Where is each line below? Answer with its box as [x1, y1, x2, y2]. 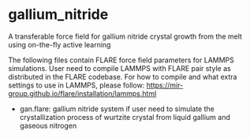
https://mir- [146, 80, 184, 90]
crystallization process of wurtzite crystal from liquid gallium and [19, 112, 230, 121]
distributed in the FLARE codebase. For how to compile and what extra [8, 72, 237, 81]
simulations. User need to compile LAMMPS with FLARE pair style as [8, 63, 231, 73]
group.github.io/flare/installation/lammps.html [8, 88, 157, 98]
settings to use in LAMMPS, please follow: [8, 80, 145, 90]
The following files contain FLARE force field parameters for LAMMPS [8, 55, 235, 65]
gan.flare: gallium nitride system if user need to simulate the [19, 104, 215, 114]
